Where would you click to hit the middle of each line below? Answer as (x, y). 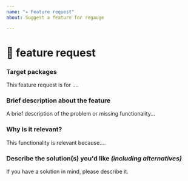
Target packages (32, 71)
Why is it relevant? (34, 130)
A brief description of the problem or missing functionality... (81, 114)
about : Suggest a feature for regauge (55, 18)
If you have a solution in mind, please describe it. (67, 171)
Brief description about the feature (59, 100)
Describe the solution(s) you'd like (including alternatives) (94, 158)
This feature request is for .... (42, 85)
